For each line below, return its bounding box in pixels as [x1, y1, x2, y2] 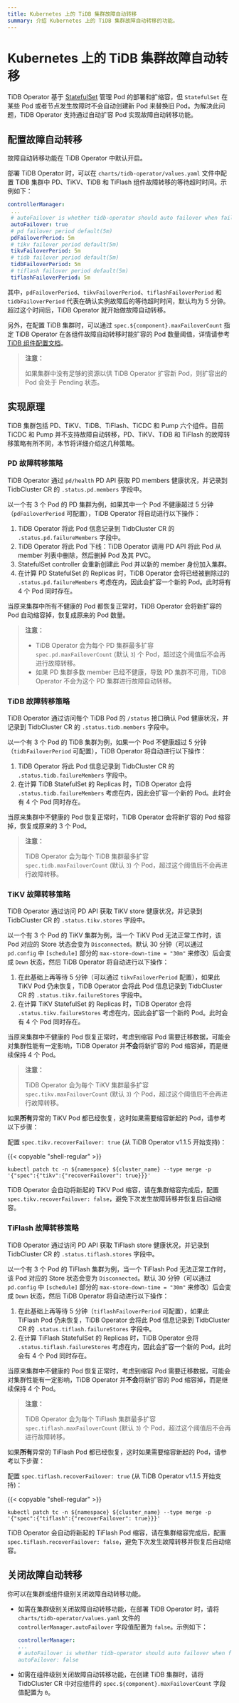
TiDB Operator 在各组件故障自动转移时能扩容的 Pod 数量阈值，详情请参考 [15, 330, 230, 338]
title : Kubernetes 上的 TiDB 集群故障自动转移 [7, 10, 137, 18]
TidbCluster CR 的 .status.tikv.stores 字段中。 [7, 916, 149, 925]
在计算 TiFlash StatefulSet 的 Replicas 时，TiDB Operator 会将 [17, 1333, 199, 1342]
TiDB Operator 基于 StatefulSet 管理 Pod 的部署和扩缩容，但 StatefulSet [7, 93, 221, 101]
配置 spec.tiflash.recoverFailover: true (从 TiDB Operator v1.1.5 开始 [7, 1471, 216, 1480]
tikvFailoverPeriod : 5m [10, 248, 81, 255]
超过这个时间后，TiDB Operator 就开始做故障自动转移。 [7, 305, 170, 314]
